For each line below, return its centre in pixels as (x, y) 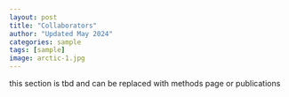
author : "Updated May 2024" (61, 34)
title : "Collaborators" (53, 26)
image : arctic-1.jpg (48, 58)
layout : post (33, 17)
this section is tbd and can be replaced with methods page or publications (145, 83)
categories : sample (45, 42)
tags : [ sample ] (37, 50)
